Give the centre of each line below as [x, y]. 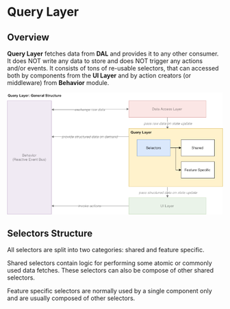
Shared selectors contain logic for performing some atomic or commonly [110, 263]
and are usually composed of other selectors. [71, 298]
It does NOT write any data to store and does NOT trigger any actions [105, 61]
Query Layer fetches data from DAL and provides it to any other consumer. [113, 53]
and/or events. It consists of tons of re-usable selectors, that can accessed [113, 68]
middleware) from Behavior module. [58, 83]
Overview [28, 37]
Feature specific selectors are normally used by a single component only [110, 291]
